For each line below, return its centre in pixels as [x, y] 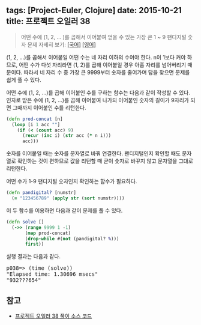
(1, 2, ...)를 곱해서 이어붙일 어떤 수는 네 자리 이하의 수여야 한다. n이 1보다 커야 [96, 57]
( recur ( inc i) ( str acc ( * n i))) [67, 136]
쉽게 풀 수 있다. [24, 80]
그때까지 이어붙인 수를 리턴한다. [49, 108]
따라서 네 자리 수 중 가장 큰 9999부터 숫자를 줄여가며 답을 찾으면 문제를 [107, 72]
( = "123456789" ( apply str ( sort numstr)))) [68, 198]
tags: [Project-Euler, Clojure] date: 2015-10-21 [94, 11]
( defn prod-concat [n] [34, 119]
